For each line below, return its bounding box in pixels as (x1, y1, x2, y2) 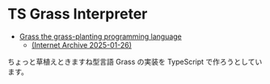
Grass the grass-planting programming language (19, 31, 183, 41)
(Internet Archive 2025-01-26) (31, 40, 133, 49)
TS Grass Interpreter (7, 5, 148, 23)
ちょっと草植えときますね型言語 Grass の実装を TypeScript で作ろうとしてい (7, 57, 263, 66)
